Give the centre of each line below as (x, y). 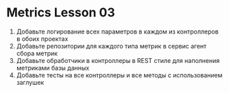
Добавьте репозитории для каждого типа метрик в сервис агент (111, 46)
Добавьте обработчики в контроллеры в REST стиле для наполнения (118, 60)
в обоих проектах (42, 38)
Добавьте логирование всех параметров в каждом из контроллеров (117, 31)
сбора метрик (37, 53)
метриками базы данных (53, 68)
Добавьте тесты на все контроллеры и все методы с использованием (119, 75)
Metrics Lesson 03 (61, 13)
